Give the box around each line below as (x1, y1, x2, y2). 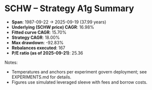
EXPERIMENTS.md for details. (11, 74, 72, 80)
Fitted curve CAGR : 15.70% (11, 29, 67, 35)
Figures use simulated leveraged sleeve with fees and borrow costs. (11, 79, 148, 85)
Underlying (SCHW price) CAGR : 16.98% (11, 24, 94, 30)
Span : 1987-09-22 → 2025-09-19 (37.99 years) (11, 19, 106, 25)
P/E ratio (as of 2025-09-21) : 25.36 (11, 50, 83, 56)
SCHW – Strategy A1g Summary (4, 3, 134, 14)
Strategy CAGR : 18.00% (11, 35, 60, 40)
